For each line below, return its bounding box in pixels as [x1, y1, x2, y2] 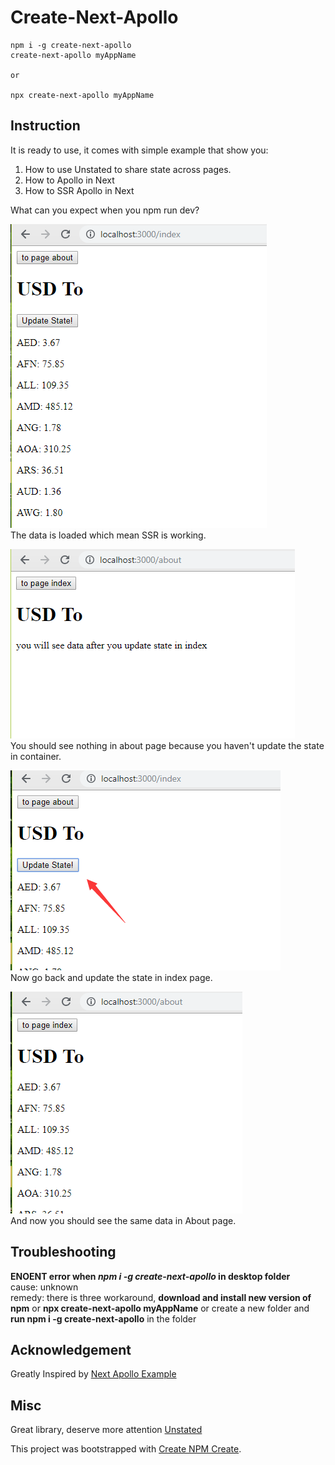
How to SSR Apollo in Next [24, 184, 135, 196]
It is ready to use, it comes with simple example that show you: [10, 144, 269, 156]
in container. [10, 750, 62, 762]
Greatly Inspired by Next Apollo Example [10, 1368, 177, 1380]
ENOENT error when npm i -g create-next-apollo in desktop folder [10, 1270, 291, 1282]
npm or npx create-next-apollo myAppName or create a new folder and [10, 1302, 310, 1314]
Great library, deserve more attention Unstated [10, 1424, 203, 1436]
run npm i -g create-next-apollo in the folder [10, 1312, 197, 1325]
